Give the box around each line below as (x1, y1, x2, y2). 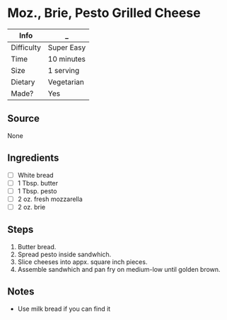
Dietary (11, 76, 35, 86)
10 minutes (47, 54, 86, 64)
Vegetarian (47, 76, 85, 86)
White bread (17, 171, 54, 179)
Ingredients (7, 152, 59, 164)
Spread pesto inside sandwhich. (17, 250, 112, 258)
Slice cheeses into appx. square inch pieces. (17, 257, 148, 266)
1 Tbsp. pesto (17, 186, 57, 195)
